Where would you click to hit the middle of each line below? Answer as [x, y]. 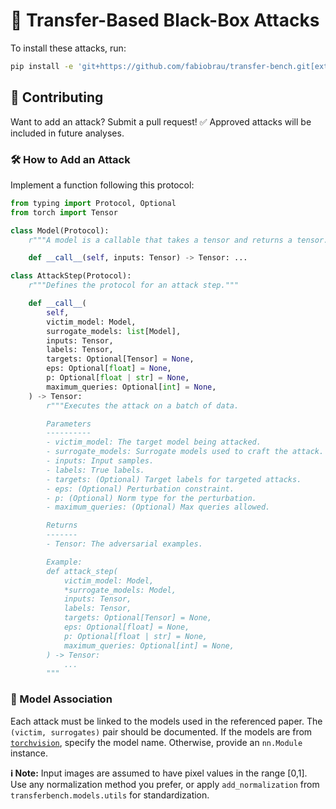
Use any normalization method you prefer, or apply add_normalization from [165, 784]
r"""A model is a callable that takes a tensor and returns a [160, 240]
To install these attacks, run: [68, 48]
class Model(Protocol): [60, 230]
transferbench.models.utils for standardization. [110, 795]
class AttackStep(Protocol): [71, 276]
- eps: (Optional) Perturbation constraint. [140, 489]
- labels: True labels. [95, 470]
